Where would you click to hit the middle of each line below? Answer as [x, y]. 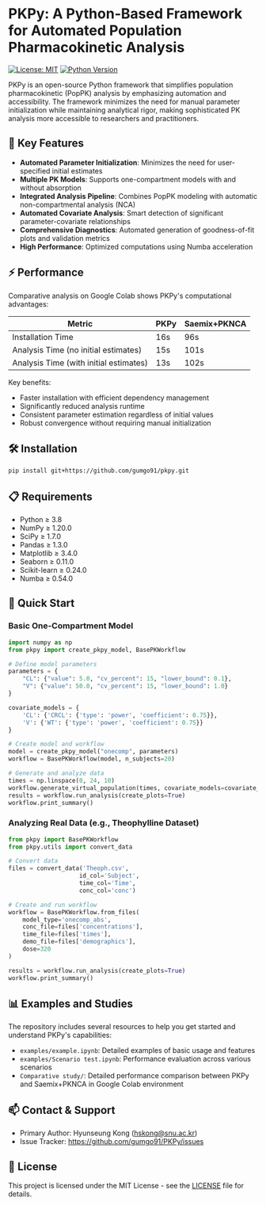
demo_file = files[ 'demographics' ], [79, 942]
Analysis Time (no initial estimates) [77, 349]
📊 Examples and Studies [70, 1003]
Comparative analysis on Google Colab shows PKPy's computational [120, 296]
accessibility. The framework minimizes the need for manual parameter [124, 101]
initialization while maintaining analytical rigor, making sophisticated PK [124, 110]
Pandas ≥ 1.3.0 [44, 545]
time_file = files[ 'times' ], [67, 934]
